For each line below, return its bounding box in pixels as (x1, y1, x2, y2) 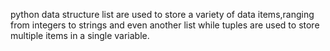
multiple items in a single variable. (10, 30, 150, 41)
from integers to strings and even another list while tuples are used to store (10, 19, 320, 31)
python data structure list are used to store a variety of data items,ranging (10, 9, 315, 20)
